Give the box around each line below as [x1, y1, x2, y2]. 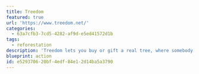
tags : [6, 36, 20, 42]
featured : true [6, 14, 44, 20]
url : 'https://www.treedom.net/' [6, 20, 89, 26]
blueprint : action [6, 53, 52, 59]
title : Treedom [6, 8, 44, 15]
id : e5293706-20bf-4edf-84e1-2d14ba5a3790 [6, 58, 113, 64]
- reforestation [11, 42, 52, 48]
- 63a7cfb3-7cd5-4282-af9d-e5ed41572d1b [11, 31, 113, 37]
